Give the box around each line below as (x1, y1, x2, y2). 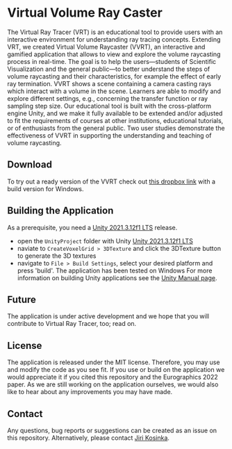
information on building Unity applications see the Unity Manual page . (17, 273, 217, 282)
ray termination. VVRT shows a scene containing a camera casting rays (7, 79, 212, 88)
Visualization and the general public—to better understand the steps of (7, 65, 210, 73)
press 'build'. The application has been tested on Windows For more (17, 266, 213, 275)
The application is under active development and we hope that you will (7, 312, 210, 320)
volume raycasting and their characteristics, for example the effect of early (7, 72, 222, 81)
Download (7, 158, 52, 171)
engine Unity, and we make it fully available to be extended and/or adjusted (7, 109, 223, 117)
